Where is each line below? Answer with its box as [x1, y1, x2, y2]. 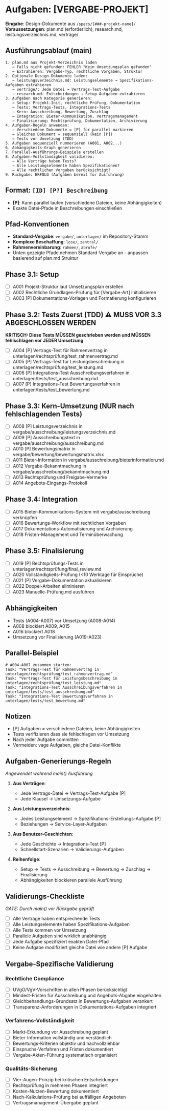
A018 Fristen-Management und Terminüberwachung [12, 531, 124, 538]
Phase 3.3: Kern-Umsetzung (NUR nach [5, 401, 134, 410]
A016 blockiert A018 [12, 628, 55, 634]
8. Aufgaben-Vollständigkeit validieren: [5, 154, 95, 159]
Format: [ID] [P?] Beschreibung [5, 186, 108, 195]
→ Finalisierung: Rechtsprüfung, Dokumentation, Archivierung [12, 118, 147, 124]
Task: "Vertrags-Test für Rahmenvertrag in [5, 667, 100, 672]
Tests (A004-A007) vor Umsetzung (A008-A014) [12, 618, 116, 624]
